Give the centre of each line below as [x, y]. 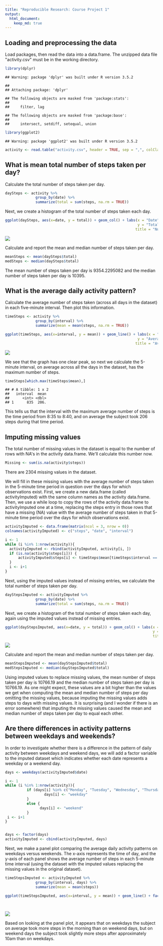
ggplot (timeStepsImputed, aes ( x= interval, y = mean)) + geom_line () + [78, 896]
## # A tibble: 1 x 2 [27, 390]
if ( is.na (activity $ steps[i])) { [43, 553]
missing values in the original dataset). [43, 869]
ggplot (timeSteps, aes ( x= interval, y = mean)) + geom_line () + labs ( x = [80, 334]
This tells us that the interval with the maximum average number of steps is [80, 411]
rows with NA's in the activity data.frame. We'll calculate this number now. [79, 454]
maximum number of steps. [33, 372]
